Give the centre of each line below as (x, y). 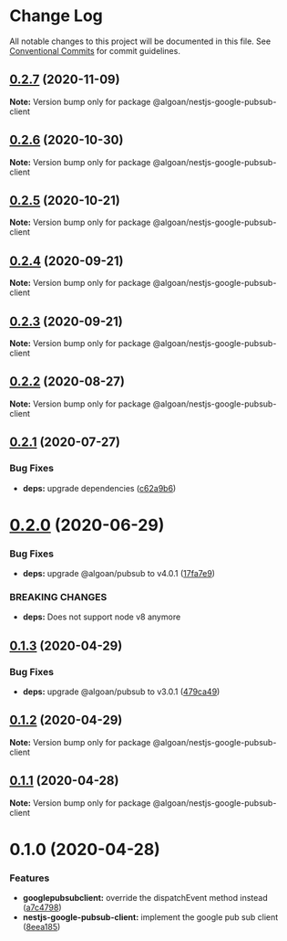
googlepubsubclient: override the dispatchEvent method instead (145, 898)
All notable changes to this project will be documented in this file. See (140, 41)
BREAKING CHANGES (58, 597)
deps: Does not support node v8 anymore (102, 617)
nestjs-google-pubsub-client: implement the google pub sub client (150, 917)
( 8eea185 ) (41, 927)
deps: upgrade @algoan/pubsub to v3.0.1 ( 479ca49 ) (121, 692)
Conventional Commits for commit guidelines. (95, 50)
